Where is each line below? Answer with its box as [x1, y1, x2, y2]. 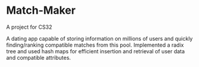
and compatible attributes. [6, 54, 71, 61]
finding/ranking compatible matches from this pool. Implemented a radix [6, 41, 184, 48]
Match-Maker [6, 4, 76, 17]
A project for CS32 [6, 23, 53, 31]
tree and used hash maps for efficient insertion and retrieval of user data [6, 47, 185, 54]
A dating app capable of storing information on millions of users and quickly [6, 35, 193, 42]
